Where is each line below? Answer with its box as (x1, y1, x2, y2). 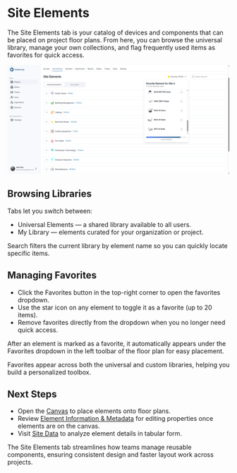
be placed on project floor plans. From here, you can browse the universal (7, 35, 222, 44)
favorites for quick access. (7, 51, 85, 59)
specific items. (7, 249, 50, 257)
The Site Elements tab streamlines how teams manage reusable (7, 443, 192, 452)
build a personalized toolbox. (7, 368, 92, 376)
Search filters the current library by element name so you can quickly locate (7, 241, 228, 250)
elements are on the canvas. (17, 422, 100, 431)
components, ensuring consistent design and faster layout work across (7, 450, 214, 459)
